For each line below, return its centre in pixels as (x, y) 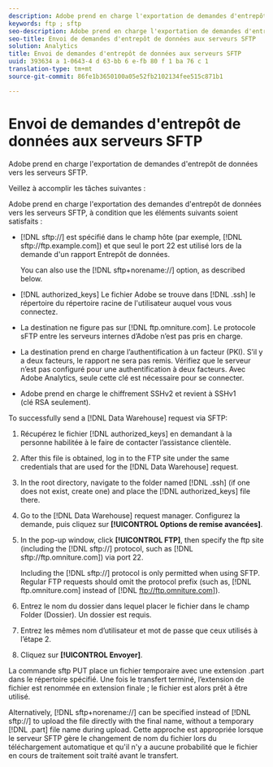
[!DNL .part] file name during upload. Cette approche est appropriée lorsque (136, 730)
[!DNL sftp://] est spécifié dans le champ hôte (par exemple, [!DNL (131, 237)
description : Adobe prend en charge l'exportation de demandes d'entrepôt (138, 16)
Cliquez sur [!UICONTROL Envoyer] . (81, 655)
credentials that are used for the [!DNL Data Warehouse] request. (129, 466)
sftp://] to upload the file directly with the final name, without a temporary (131, 721)
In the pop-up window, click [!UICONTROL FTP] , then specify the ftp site (142, 540)
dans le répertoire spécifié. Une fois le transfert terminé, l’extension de (127, 679)
